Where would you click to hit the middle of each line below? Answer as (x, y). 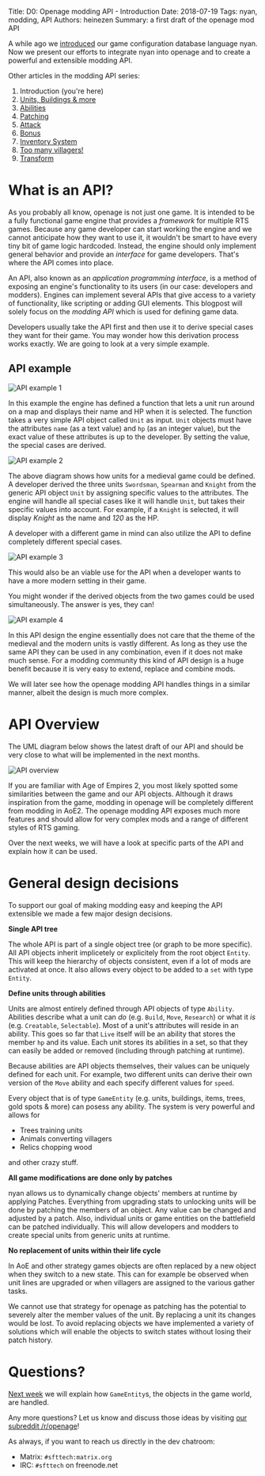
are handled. (29, 1402)
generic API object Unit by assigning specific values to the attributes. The (129, 492)
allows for (25, 1114)
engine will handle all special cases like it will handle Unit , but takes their (127, 501)
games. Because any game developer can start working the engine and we (130, 229)
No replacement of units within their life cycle (85, 1250)
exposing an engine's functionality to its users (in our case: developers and (131, 286)
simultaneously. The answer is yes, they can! (81, 604)
